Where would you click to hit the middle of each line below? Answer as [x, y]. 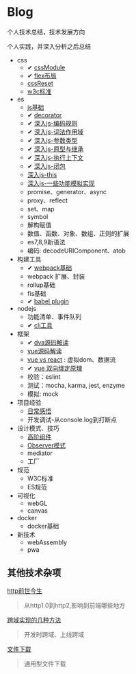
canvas [37, 510]
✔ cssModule [46, 67]
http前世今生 [25, 590]
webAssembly [47, 542]
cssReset [40, 83]
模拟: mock [43, 394]
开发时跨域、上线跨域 [54, 634]
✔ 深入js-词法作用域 [55, 132]
